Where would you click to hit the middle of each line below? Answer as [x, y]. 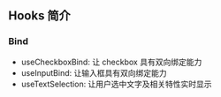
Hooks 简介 [40, 16]
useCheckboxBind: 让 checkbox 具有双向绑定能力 [111, 62]
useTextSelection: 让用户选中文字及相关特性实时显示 [117, 84]
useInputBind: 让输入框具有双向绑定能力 [94, 72]
